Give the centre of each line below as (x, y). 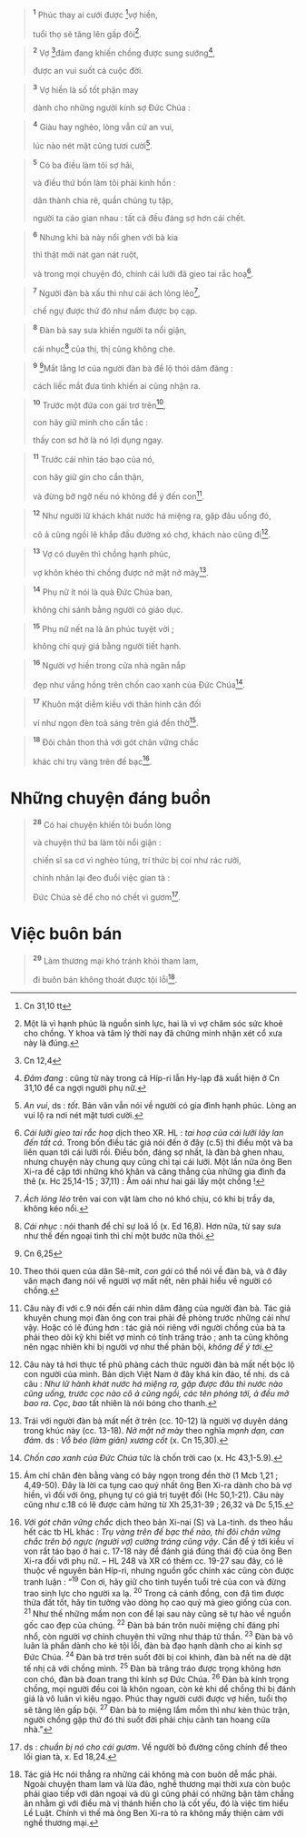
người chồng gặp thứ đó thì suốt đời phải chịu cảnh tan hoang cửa (147, 1720)
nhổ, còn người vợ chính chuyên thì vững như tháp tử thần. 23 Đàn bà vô (158, 1636)
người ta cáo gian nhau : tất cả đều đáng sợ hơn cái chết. (139, 218)
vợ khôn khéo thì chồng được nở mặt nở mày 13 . (120, 572)
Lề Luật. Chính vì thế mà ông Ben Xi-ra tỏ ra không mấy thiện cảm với (153, 1812)
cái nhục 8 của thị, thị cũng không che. (104, 348)
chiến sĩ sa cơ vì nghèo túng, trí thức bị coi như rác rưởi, (137, 860)
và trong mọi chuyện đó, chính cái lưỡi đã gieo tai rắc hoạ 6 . (143, 273)
